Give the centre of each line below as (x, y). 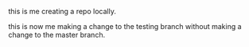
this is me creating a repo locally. (62, 11)
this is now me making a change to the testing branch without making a (125, 26)
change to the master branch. (57, 35)
